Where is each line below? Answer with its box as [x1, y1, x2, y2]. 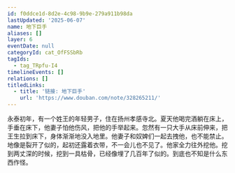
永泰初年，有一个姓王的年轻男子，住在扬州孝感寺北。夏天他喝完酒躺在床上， [7, 114, 228, 123]
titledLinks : [7, 82, 45, 89]
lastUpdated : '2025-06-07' [7, 17, 86, 24]
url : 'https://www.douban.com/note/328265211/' [20, 95, 161, 102]
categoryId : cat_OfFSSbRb [7, 50, 83, 57]
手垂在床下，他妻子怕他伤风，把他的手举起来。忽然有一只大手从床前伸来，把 [7, 123, 228, 131]
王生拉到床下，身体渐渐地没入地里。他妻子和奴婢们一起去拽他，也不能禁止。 [7, 132, 228, 140]
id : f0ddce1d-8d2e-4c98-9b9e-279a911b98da [7, 10, 133, 17]
